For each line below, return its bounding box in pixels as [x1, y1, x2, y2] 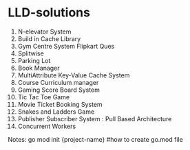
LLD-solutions [8, 5, 90, 21]
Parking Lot [17, 56, 51, 64]
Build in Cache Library [17, 34, 81, 42]
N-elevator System [17, 27, 72, 36]
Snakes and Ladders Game [17, 108, 95, 116]
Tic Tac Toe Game [17, 92, 70, 101]
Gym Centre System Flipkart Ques [17, 42, 115, 50]
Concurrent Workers [17, 122, 76, 130]
